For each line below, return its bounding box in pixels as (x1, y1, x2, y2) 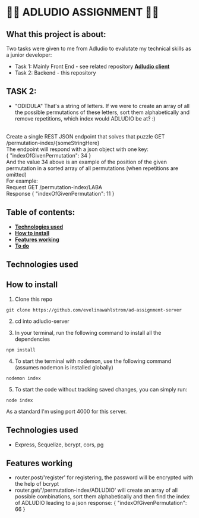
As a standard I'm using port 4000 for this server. (6, 408, 127, 415)
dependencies (14, 335, 50, 343)
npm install (6, 347, 36, 353)
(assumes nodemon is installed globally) (14, 363, 114, 371)
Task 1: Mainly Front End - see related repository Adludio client (14, 63, 170, 70)
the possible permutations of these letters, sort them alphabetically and (14, 109, 190, 116)
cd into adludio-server (14, 317, 70, 325)
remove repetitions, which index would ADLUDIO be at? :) (14, 115, 156, 122)
